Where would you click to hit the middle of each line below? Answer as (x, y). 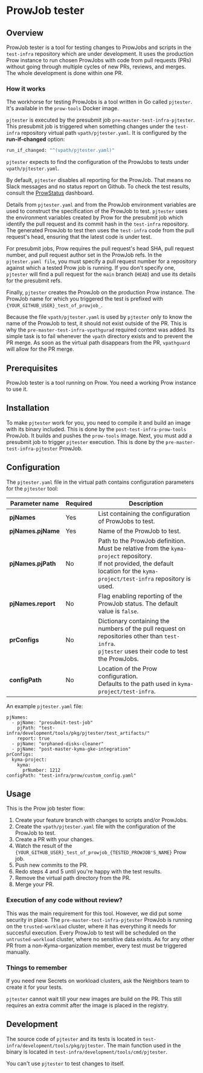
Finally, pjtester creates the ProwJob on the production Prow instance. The (101, 292)
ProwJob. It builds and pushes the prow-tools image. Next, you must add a (99, 435)
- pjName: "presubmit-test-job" (53, 722)
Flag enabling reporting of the (140, 596)
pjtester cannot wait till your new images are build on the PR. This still (94, 999)
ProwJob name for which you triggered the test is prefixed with (85, 299)
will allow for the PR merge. (40, 349)
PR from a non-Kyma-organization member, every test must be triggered (97, 945)
